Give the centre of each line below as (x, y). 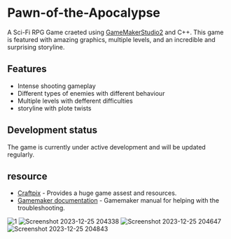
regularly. (21, 154)
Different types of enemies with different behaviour (91, 93)
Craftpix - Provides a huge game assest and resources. (97, 193)
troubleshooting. (41, 208)
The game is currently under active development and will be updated (107, 147)
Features (27, 69)
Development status (52, 130)
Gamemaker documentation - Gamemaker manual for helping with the (118, 201)
